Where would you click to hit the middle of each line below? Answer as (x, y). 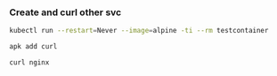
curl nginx (29, 63)
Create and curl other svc (65, 12)
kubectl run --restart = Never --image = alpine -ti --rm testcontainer (139, 31)
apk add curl (33, 47)
